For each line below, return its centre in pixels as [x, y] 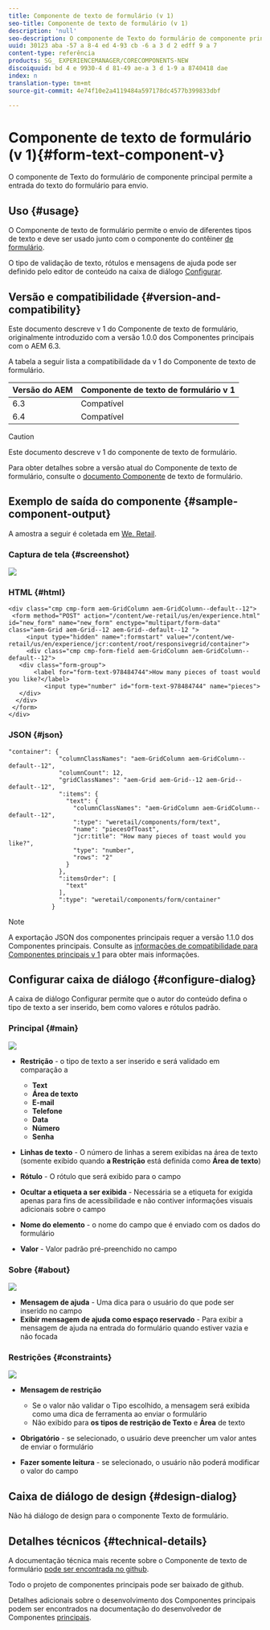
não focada [39, 1337]
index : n [23, 76]
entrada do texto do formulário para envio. [78, 185]
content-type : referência [51, 53]
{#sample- [211, 501]
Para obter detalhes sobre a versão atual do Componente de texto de [123, 467]
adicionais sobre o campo [63, 1209]
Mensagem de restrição [61, 1390]
